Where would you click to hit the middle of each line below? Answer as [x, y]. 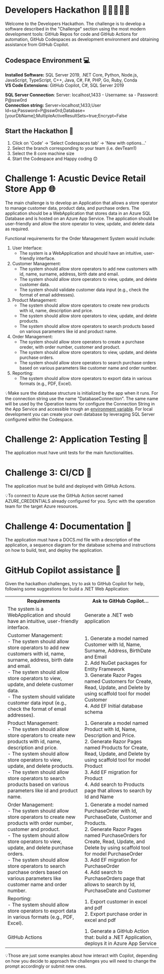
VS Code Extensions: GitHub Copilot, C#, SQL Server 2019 [65, 85]
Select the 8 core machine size [43, 153]
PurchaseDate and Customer [118, 891]
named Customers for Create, [119, 681]
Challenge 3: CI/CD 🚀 [49, 473]
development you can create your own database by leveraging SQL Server [80, 414]
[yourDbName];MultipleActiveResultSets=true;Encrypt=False [66, 115]
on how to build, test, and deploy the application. [54, 550]
